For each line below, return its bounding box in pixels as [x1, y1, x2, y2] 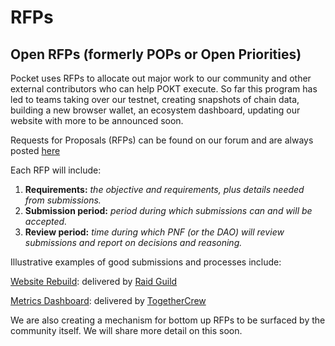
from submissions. [24, 194, 102, 206]
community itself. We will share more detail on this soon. [10, 325, 243, 336]
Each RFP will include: [10, 164, 102, 176]
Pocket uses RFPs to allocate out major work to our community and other [10, 72, 312, 84]
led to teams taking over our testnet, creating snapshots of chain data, [10, 94, 300, 105]
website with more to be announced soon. [10, 115, 184, 126]
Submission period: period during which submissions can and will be [24, 205, 313, 216]
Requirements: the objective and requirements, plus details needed [24, 184, 305, 195]
